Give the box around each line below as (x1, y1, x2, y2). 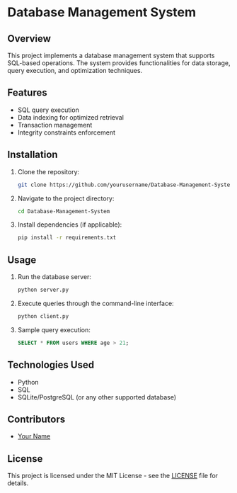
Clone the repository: (17, 167, 80, 176)
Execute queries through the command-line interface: (17, 299, 175, 307)
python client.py (17, 312, 69, 319)
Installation (7, 149, 58, 161)
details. (7, 479, 29, 487)
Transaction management (17, 120, 93, 129)
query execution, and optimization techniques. (7, 67, 143, 74)
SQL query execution (17, 106, 79, 114)
